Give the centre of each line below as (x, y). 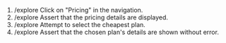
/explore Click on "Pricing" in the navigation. (78, 10)
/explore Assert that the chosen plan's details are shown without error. (116, 32)
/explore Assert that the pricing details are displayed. (91, 17)
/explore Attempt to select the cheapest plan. (80, 25)
